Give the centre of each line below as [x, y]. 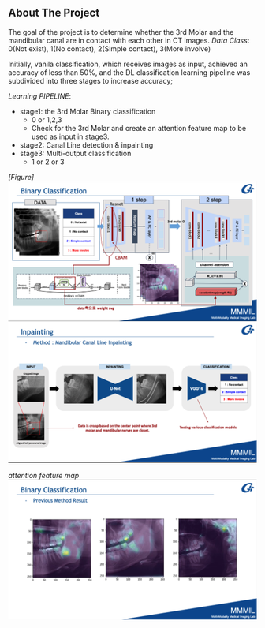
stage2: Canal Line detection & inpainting [86, 144]
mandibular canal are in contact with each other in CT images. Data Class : [129, 40]
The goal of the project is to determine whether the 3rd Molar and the [121, 32]
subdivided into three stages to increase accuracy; [91, 80]
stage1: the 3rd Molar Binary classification [88, 111]
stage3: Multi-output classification [75, 153]
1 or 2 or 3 [48, 162]
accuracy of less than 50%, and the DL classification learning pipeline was [129, 72]
